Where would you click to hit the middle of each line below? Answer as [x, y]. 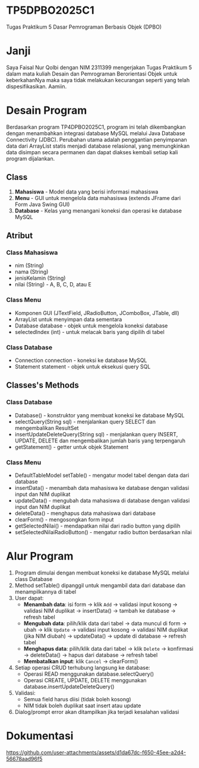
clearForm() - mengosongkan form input [64, 519]
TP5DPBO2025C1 [50, 10]
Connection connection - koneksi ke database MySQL [81, 360]
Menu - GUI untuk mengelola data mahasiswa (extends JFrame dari [98, 198]
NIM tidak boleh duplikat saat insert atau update [82, 705]
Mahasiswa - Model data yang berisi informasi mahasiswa [86, 192]
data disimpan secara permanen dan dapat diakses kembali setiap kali [92, 152]
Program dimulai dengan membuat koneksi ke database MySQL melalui [102, 573]
